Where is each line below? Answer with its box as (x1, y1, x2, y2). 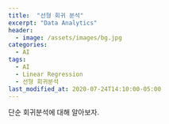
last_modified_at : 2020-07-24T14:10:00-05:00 (8, 85, 161, 93)
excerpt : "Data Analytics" (8, 19, 98, 27)
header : (8, 26, 34, 34)
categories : (8, 41, 48, 49)
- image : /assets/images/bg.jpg (15, 33, 123, 42)
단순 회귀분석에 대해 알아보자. (8, 107, 100, 117)
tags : (8, 56, 26, 64)
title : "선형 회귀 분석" (8, 11, 84, 20)
